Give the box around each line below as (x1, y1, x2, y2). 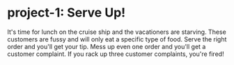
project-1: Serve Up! (7, 5, 126, 21)
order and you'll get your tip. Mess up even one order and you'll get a (7, 42, 206, 50)
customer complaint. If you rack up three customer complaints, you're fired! (7, 50, 224, 58)
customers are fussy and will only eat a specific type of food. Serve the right (7, 35, 227, 43)
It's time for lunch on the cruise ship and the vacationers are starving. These (7, 28, 226, 36)
